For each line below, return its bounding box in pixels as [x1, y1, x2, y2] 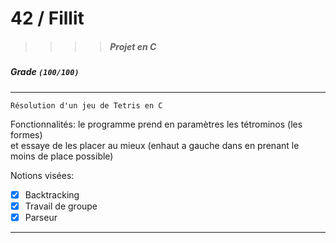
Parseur [24, 211, 58, 223]
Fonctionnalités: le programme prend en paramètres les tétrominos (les [10, 118, 303, 130]
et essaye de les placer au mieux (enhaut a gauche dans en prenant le [10, 139, 300, 151]
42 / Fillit [10, 7, 85, 30]
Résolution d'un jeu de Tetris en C [10, 100, 163, 111]
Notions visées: [10, 169, 75, 181]
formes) [10, 128, 43, 141]
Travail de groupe [24, 200, 98, 212]
